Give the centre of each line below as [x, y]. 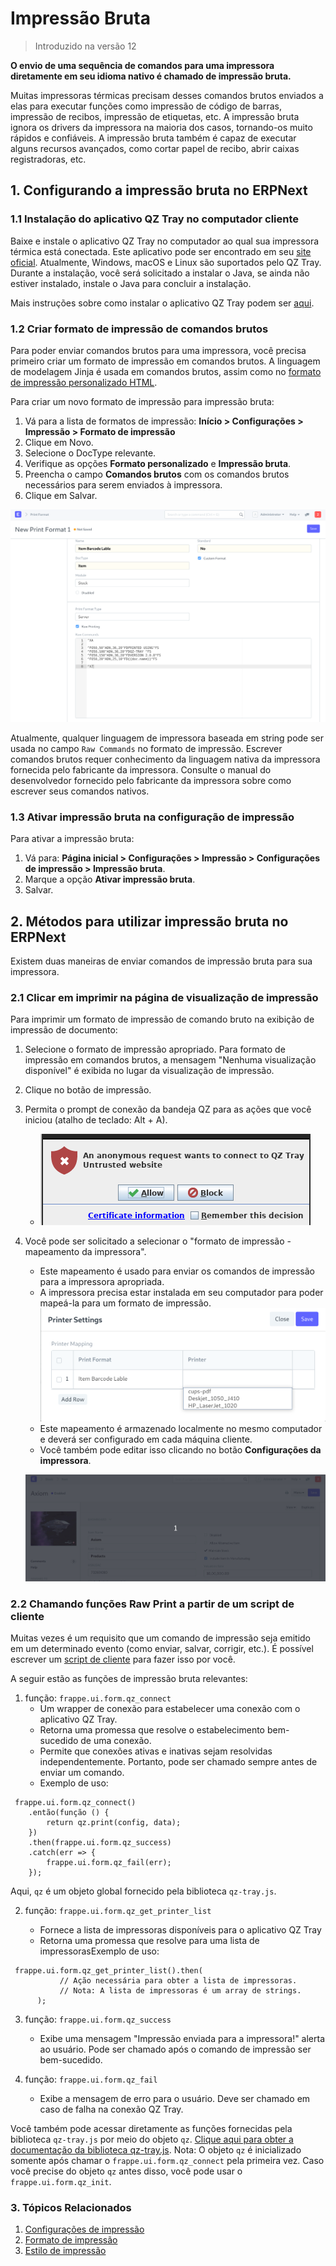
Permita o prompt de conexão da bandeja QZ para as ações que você [168, 1109]
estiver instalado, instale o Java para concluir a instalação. [131, 283]
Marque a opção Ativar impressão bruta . [110, 879]
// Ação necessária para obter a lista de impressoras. [178, 1981]
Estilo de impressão [65, 2251]
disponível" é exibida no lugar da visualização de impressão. [149, 1071]
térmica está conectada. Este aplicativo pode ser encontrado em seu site [161, 251]
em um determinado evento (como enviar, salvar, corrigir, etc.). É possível [162, 1649]
